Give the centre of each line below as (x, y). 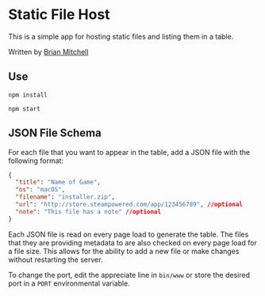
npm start (25, 108)
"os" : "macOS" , (40, 190)
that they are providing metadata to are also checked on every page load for (133, 242)
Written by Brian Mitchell (48, 51)
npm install (28, 95)
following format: (36, 161)
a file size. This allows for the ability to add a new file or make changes (124, 251)
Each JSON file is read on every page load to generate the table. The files (129, 234)
